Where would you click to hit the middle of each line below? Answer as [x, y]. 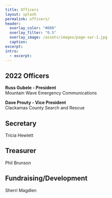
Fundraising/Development [46, 178]
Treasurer [21, 151]
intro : [12, 51]
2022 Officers [27, 75]
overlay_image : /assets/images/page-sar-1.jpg [58, 38]
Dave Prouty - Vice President [36, 102]
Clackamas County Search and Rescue [45, 108]
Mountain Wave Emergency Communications [51, 93]
